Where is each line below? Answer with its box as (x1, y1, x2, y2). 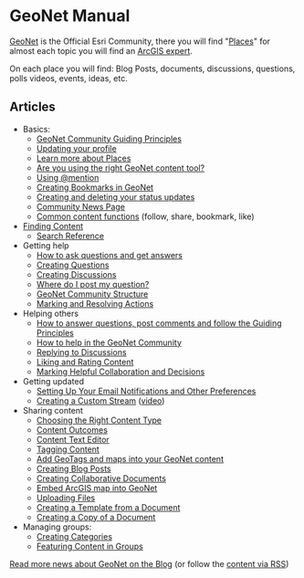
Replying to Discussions (36, 346, 127, 357)
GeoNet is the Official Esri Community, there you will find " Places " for (9, 36, 271, 47)
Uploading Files (36, 492, 96, 503)
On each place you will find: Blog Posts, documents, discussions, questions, (9, 63, 296, 74)
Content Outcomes (36, 424, 108, 435)
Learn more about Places (36, 152, 131, 163)
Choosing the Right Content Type (36, 415, 162, 426)
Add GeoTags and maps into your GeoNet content (36, 453, 224, 464)
